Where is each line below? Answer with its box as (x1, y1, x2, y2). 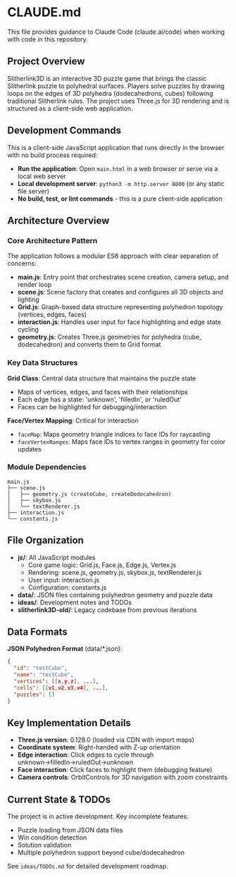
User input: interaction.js (27, 576, 100, 584)
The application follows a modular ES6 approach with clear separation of (7, 251, 218, 261)
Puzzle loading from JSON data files (17, 826, 123, 835)
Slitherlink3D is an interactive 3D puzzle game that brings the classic (7, 74, 207, 82)
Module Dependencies (7, 462, 87, 472)
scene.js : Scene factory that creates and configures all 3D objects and (17, 288, 223, 297)
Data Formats (7, 626, 68, 638)
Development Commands (7, 125, 122, 137)
